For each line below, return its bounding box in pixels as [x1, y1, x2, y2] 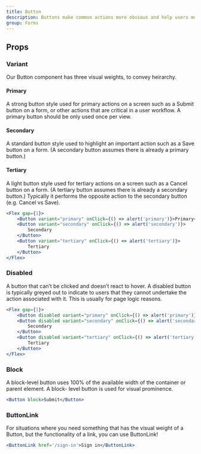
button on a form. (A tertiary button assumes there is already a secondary [6, 186, 188, 193]
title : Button [6, 8, 42, 15]
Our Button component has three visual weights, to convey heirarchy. [6, 73, 177, 81]
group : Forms [6, 20, 39, 26]
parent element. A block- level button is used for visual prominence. [6, 385, 173, 392]
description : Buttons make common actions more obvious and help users [6, 14, 188, 20]
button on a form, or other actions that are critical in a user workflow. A [6, 107, 181, 114]
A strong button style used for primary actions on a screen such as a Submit [6, 100, 194, 108]
